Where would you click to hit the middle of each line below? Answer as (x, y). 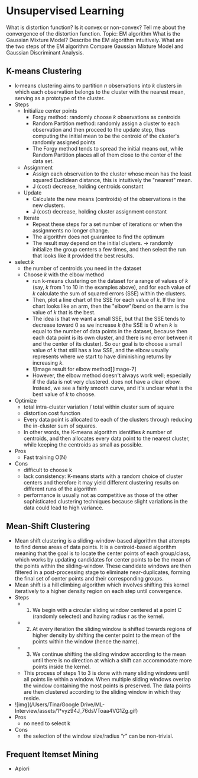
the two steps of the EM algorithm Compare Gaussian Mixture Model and (95, 46)
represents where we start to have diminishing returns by (102, 356)
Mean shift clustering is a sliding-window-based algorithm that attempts (102, 540)
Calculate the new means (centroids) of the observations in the (109, 199)
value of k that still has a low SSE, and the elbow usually (100, 350)
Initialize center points (50, 110)
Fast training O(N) (45, 457)
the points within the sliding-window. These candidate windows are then (103, 566)
